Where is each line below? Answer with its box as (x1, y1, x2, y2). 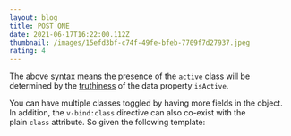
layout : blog (9, 13, 58, 22)
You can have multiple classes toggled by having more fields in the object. (9, 98, 284, 108)
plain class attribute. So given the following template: (9, 117, 206, 128)
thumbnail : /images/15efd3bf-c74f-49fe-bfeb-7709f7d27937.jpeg (9, 38, 251, 47)
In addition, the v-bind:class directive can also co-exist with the (9, 107, 246, 118)
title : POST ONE (9, 21, 70, 30)
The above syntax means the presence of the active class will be (9, 71, 251, 81)
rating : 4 (9, 47, 47, 55)
